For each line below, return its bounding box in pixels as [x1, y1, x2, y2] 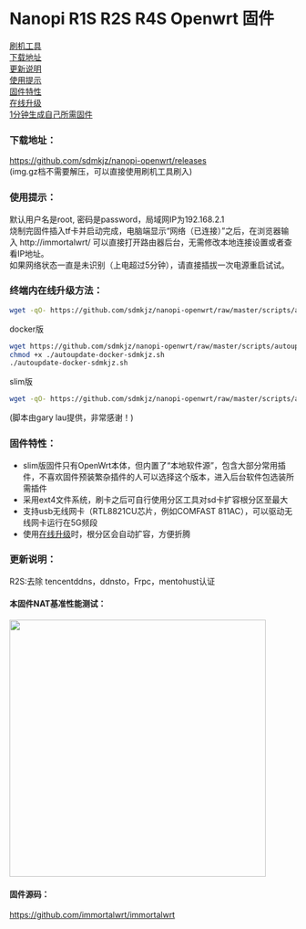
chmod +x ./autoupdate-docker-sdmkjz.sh [9, 350, 166, 359]
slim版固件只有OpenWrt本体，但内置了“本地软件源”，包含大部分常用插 [22, 459, 286, 470]
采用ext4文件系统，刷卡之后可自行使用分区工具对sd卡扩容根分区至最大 [22, 494, 289, 505]
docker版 [9, 323, 44, 334]
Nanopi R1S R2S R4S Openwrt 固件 [9, 8, 275, 29]
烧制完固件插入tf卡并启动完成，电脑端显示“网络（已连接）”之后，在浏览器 [9, 225, 281, 236]
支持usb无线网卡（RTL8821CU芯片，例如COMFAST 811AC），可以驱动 [22, 505, 285, 516]
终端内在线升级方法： [9, 284, 103, 297]
